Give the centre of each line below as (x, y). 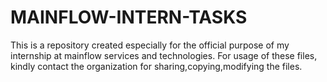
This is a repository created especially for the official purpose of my (150, 45)
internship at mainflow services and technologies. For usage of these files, (164, 55)
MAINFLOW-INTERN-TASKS (129, 17)
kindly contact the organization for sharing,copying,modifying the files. (156, 66)
